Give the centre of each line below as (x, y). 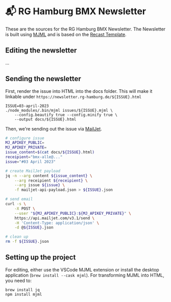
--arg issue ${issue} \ (40, 185)
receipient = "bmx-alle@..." (34, 157)
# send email (19, 199)
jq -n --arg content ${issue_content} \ (49, 175)
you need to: (19, 281)
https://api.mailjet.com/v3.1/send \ (55, 218)
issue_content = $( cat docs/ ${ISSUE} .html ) (50, 153)
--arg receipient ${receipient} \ (51, 181)
